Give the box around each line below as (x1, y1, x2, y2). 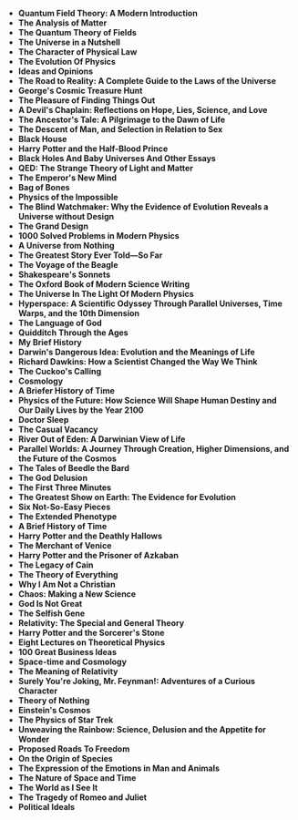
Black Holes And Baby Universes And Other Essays (17, 153, 216, 163)
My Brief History (17, 337, 82, 347)
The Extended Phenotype (17, 511, 118, 522)
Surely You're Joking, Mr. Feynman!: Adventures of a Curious (17, 676, 256, 686)
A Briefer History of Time (17, 385, 116, 395)
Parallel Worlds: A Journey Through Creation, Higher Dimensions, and (17, 444, 290, 454)
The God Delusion (17, 473, 88, 483)
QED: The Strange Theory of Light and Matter (17, 163, 194, 173)
